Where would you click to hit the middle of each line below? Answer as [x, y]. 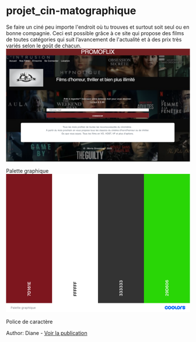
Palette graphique [27, 170]
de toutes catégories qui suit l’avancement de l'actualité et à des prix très [94, 39]
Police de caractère [29, 322]
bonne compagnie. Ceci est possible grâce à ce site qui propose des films [95, 33]
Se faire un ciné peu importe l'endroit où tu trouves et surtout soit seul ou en [98, 27]
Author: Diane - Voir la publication [47, 333]
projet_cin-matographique [71, 11]
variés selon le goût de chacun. [44, 46]
